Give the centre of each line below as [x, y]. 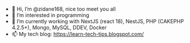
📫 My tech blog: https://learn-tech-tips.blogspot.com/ [78, 34]
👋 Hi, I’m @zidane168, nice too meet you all [64, 9]
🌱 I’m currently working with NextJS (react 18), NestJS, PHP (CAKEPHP [98, 21]
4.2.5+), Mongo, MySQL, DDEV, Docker [59, 27]
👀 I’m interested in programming [50, 15]
